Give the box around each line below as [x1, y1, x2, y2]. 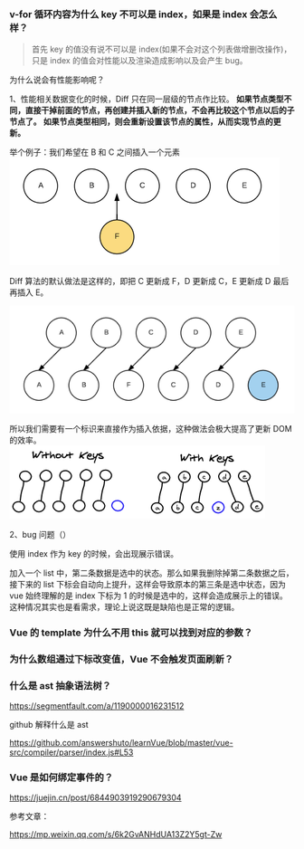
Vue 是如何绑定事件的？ [9, 771, 114, 784]
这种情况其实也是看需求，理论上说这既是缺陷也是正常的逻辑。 [9, 601, 240, 612]
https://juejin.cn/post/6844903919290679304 [9, 792, 183, 803]
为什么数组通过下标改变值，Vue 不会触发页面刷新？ [9, 653, 233, 665]
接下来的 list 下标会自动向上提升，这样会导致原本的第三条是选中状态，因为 [9, 578, 287, 589]
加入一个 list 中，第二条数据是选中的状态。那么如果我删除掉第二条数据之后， [9, 568, 294, 578]
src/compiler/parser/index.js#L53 [9, 747, 134, 758]
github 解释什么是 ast [9, 719, 89, 730]
